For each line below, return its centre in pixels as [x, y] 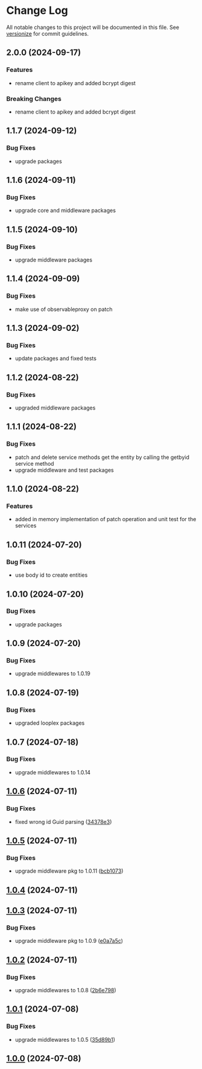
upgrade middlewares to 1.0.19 [52, 673]
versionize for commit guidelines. [48, 33]
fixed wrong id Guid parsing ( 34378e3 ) [63, 821]
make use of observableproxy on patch [64, 309]
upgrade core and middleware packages [65, 210]
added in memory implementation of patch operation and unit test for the [106, 519]
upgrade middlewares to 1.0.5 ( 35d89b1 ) [65, 1039]
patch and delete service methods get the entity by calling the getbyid [102, 457]
